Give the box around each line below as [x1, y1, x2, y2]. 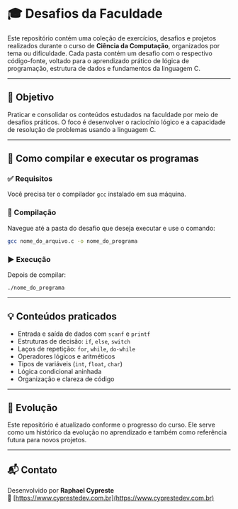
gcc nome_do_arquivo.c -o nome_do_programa [7, 237, 138, 245]
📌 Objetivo [7, 92, 55, 104]
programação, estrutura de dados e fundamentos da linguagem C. [7, 64, 200, 72]
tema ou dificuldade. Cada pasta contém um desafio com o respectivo [7, 49, 212, 58]
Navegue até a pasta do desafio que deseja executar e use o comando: [7, 224, 216, 232]
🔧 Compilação [7, 207, 57, 217]
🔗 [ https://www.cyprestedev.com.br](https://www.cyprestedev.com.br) [7, 494, 215, 503]
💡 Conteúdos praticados [7, 310, 117, 323]
